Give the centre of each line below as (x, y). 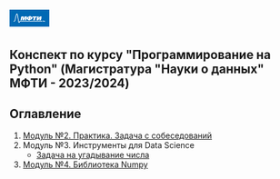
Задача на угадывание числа (93, 155)
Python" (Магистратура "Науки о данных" (137, 69)
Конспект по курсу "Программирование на (140, 55)
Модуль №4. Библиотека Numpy (85, 164)
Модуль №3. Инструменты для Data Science (109, 145)
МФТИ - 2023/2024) (70, 83)
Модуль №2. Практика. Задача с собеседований (117, 135)
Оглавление (45, 114)
